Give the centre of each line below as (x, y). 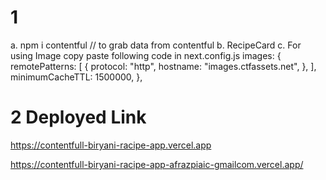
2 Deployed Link (78, 117)
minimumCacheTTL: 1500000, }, (76, 77)
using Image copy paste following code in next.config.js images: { (146, 55)
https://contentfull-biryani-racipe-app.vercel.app (111, 145)
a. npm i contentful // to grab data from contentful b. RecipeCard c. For (156, 45)
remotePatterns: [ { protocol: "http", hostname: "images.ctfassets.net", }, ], (163, 66)
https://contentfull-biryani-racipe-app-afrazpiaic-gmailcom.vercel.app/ (157, 164)
